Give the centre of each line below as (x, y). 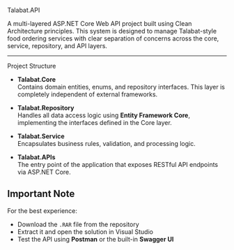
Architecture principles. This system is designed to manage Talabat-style (112, 31)
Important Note (41, 194)
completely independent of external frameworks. (87, 94)
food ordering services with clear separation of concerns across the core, (113, 38)
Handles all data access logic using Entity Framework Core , (103, 115)
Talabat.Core (37, 79)
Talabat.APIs (36, 157)
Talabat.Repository (46, 108)
